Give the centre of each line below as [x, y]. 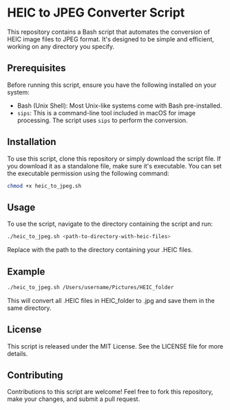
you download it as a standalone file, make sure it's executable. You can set [115, 166]
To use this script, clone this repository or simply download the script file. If [114, 158]
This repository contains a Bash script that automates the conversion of [108, 32]
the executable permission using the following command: [88, 173]
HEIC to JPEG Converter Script [96, 13]
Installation [32, 142]
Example [26, 272]
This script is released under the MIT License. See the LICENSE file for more [115, 346]
